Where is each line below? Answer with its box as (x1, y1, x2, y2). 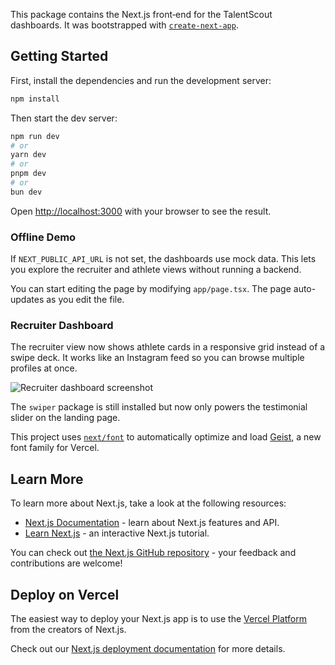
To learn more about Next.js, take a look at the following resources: (10, 497, 287, 509)
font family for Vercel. (10, 442, 100, 454)
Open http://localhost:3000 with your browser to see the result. (10, 205, 272, 217)
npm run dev (10, 131, 60, 141)
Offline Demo (10, 230, 77, 244)
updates (10, 294, 45, 306)
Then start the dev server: (10, 112, 118, 124)
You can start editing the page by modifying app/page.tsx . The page (10, 283, 292, 295)
